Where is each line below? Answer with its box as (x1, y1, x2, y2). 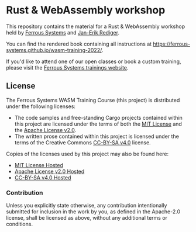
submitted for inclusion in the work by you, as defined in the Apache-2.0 (6, 208, 180, 215)
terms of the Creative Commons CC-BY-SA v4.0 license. (14, 138, 151, 146)
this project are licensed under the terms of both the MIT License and (14, 120, 183, 127)
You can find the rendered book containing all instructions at (6, 40, 152, 47)
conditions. (6, 220, 33, 228)
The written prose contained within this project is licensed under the (14, 133, 180, 140)
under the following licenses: (6, 103, 76, 110)
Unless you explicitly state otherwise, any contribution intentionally (6, 202, 167, 209)
